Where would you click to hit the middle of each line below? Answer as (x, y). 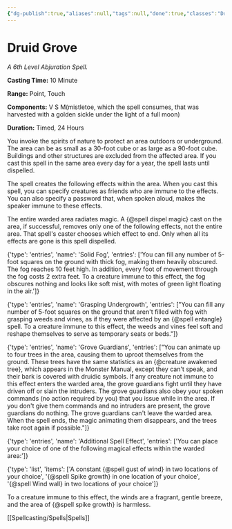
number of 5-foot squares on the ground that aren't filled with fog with (107, 312)
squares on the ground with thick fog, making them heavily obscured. (119, 261)
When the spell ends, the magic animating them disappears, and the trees (112, 420)
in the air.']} (23, 291)
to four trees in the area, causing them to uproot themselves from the (105, 354)
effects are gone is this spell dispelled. (62, 241)
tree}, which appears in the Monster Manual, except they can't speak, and (112, 369)
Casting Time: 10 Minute (42, 80)
